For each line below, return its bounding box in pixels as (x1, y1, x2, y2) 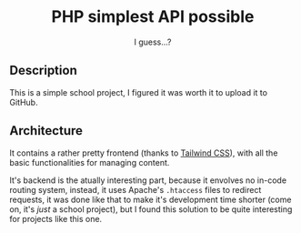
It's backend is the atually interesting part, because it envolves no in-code (9, 175, 287, 186)
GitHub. (9, 96, 38, 107)
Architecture (9, 123, 84, 138)
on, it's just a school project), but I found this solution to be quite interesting (9, 203, 293, 215)
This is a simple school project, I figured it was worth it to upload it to (9, 86, 268, 97)
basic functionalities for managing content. (9, 157, 170, 167)
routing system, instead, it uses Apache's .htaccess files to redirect (9, 184, 262, 195)
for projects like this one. (9, 213, 103, 224)
